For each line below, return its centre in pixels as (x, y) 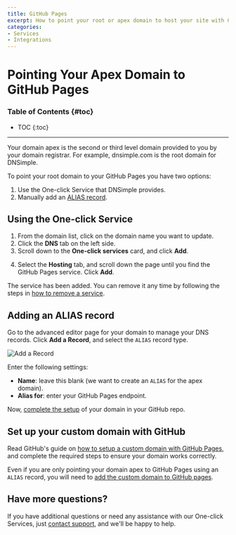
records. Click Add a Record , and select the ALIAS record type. (98, 340)
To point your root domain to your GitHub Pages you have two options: (109, 176)
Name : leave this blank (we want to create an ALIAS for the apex (110, 381)
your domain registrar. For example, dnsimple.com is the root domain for (112, 155)
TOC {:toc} (33, 127)
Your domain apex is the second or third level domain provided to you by (112, 147)
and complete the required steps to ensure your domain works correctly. (112, 456)
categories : (25, 27)
